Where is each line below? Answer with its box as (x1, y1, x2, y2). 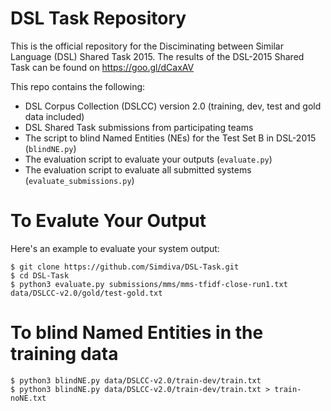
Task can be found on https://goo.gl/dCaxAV (10, 61, 195, 73)
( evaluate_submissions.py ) (24, 174, 135, 186)
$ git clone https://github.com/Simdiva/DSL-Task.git (10, 262, 240, 272)
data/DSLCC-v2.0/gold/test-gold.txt (10, 288, 163, 298)
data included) (24, 110, 85, 122)
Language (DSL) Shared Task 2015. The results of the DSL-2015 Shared (10, 50, 305, 62)
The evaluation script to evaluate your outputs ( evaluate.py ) (24, 153, 273, 165)
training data (10, 343, 119, 366)
